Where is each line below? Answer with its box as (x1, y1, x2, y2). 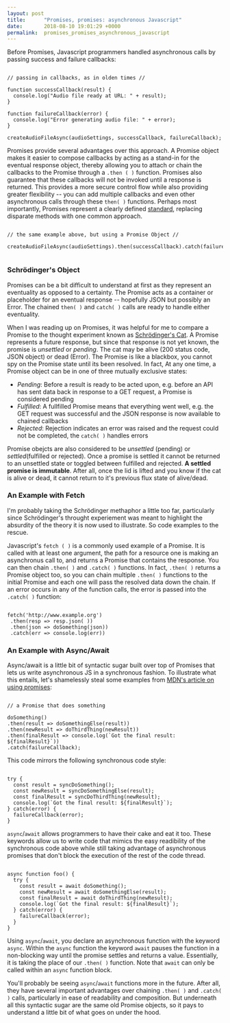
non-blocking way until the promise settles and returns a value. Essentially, (7, 951, 218, 960)
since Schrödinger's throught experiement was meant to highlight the (7, 514, 203, 522)
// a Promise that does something (7, 702, 106, 710)
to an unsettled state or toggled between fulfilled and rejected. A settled (7, 459, 212, 467)
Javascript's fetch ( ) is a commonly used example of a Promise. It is (7, 541, 205, 549)
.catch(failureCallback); (7, 745, 81, 751)
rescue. (7, 528, 29, 536)
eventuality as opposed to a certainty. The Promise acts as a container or (7, 288, 214, 296)
